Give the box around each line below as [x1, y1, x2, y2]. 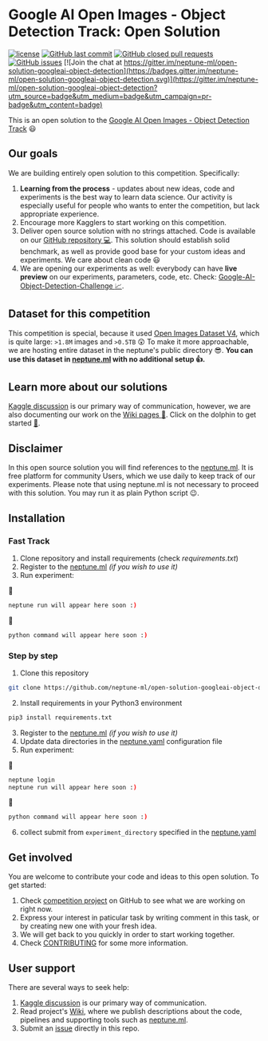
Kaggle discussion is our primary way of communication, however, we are [8, 402, 251, 411]
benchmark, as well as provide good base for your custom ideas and [19, 246, 246, 256]
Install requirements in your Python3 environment [19, 698, 183, 707]
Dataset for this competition [8, 307, 151, 321]
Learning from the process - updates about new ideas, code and [19, 184, 235, 193]
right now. [19, 904, 53, 914]
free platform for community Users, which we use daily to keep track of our [8, 471, 256, 481]
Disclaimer [8, 441, 63, 455]
